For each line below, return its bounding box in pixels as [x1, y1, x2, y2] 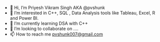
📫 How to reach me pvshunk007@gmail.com [9, 31, 103, 37]
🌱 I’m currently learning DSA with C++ [9, 20, 88, 26]
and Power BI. [9, 15, 39, 21]
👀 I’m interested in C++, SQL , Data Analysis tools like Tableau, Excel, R [9, 10, 156, 16]
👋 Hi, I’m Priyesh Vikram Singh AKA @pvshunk [9, 5, 105, 10]
